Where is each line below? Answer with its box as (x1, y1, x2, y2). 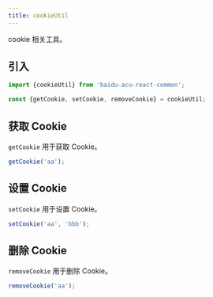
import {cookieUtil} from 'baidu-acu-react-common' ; (8, 81, 185, 89)
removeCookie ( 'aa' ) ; (8, 282, 77, 290)
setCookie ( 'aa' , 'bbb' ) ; (8, 219, 90, 228)
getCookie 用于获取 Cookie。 (8, 142, 102, 151)
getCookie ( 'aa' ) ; (8, 158, 65, 166)
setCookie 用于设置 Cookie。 (8, 204, 102, 214)
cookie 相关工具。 (8, 34, 67, 44)
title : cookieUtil (8, 11, 69, 20)
